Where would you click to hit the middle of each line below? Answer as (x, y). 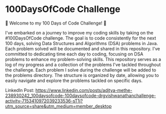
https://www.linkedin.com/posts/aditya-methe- (84, 90)
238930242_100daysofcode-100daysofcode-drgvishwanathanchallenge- (81, 95)
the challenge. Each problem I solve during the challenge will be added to (81, 70)
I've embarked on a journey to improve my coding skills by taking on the (79, 32)
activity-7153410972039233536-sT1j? (44, 100)
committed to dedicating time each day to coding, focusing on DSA (74, 54)
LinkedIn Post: (20, 90)
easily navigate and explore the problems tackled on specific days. (74, 80)
